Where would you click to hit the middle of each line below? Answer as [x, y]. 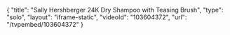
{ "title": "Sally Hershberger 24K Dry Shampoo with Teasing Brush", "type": [115, 10]
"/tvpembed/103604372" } [45, 24]
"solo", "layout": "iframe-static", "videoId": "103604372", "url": [97, 17]
